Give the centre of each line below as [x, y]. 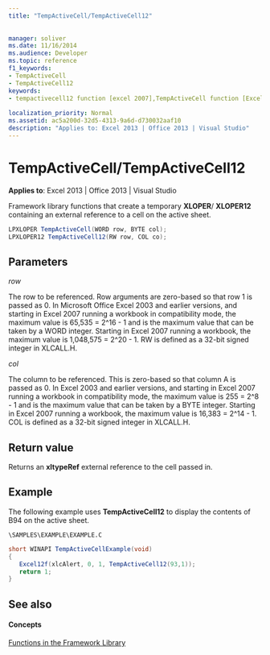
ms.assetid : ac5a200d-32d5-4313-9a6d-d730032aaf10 [95, 121]
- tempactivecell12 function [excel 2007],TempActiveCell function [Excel [136, 98]
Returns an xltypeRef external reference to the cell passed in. [110, 467]
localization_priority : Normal [61, 114]
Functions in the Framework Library [67, 642]
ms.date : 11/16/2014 [43, 46]
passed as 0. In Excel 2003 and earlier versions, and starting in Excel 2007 [132, 388]
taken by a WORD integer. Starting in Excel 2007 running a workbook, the [130, 331]
